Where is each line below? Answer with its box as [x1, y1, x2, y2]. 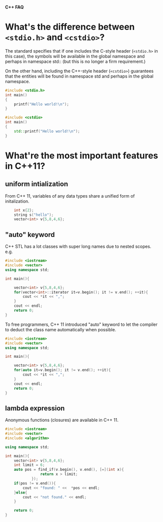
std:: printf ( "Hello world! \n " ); [14, 129, 80, 134]
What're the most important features [5, 150, 159, 161]
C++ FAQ [5, 4, 24, 10]
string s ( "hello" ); [14, 212, 54, 217]
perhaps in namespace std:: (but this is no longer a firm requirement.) [5, 58, 146, 64]
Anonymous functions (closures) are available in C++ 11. [5, 417, 119, 423]
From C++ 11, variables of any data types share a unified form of [5, 193, 135, 199]
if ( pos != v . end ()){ [14, 481, 56, 486]
